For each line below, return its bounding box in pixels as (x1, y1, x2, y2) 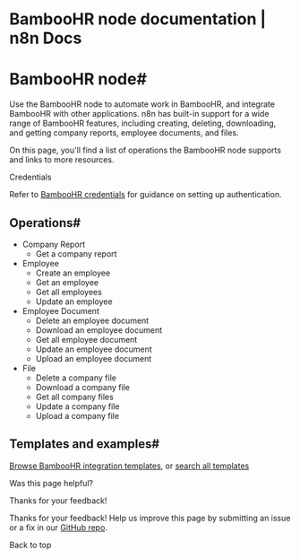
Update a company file (35, 400, 120, 412)
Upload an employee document (35, 353, 152, 363)
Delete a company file (35, 372, 116, 383)
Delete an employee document (35, 315, 150, 326)
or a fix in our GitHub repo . (9, 521, 107, 533)
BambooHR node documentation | (9, 9, 267, 30)
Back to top (9, 539, 52, 550)
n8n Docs (9, 28, 82, 48)
